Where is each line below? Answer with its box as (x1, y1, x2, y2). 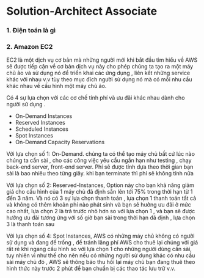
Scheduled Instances (15, 125, 68, 133)
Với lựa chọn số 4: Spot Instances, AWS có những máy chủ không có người (6, 232, 195, 240)
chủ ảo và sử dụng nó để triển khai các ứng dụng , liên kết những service (6, 69, 191, 77)
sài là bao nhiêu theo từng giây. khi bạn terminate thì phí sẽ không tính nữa (6, 170, 194, 177)
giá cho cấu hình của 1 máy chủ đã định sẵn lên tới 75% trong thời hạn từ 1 (6, 188, 193, 196)
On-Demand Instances (15, 112, 73, 120)
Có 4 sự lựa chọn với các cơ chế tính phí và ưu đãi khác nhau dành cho (6, 94, 185, 101)
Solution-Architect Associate (6, 4, 158, 18)
